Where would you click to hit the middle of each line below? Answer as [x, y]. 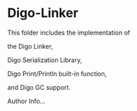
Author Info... [26, 101]
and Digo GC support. [39, 87]
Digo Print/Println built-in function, [57, 74]
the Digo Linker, [30, 46]
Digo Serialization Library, [45, 60]
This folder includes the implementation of [69, 33]
